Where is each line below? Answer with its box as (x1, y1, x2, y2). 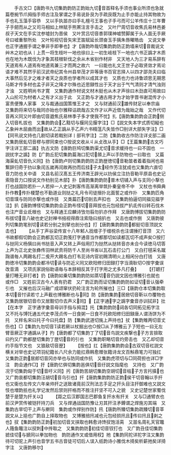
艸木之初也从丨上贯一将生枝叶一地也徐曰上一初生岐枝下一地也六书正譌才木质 (5, 49, 166, 56)
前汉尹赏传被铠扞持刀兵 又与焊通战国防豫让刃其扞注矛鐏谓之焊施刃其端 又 (5, 400, 166, 406)
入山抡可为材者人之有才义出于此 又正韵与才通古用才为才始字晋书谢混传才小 (5, 94, 166, 100)
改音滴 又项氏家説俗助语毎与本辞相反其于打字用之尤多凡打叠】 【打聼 (5, 266, 160, 272)
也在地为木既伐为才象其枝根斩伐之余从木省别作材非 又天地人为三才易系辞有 (5, 56, 166, 62)
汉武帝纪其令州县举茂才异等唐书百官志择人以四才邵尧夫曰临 (40, 69, 166, 74)
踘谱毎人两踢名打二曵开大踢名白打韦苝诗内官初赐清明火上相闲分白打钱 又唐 (5, 253, 166, 259)
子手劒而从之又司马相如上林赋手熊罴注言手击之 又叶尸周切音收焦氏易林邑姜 (5, 24, 166, 30)
